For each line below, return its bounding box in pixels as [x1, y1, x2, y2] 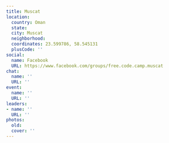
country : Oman [11, 19, 46, 25]
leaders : [6, 100, 27, 107]
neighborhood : [11, 36, 46, 41]
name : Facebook [11, 57, 49, 63]
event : [6, 85, 22, 90]
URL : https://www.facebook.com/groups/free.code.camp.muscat [11, 62, 164, 69]
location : [6, 14, 30, 20]
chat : [6, 68, 19, 74]
